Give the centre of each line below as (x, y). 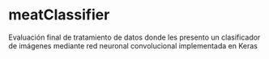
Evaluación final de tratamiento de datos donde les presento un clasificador (134, 37)
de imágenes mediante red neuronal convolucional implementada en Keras (133, 45)
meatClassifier (59, 15)
